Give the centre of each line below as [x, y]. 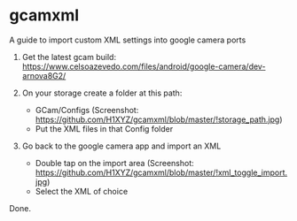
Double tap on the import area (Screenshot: [115, 163]
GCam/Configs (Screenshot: [87, 110]
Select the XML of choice [82, 191]
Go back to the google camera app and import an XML [121, 146]
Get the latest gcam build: [69, 57]
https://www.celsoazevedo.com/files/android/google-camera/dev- [144, 66]
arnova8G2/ [44, 75]
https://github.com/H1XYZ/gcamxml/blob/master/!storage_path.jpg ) [159, 119]
